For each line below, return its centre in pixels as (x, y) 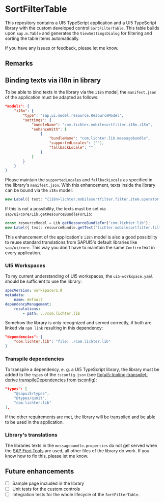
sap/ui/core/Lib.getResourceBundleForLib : (49, 214)
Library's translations (31, 435)
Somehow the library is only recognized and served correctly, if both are (78, 323)
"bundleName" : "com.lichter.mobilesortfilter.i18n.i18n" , (92, 125)
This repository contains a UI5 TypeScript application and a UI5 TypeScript (81, 23)
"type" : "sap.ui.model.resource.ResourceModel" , (73, 115)
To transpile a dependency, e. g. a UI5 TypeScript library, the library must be (82, 369)
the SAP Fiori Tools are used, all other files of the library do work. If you (77, 451)
